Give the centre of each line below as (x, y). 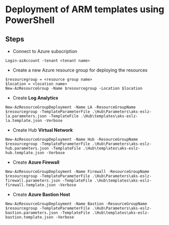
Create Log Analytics (35, 98)
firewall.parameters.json (33, 181)
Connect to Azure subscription (45, 51)
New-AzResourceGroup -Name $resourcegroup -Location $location (74, 88)
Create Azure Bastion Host (41, 194)
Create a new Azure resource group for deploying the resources (80, 70)
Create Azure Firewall (36, 162)
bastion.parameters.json (32, 213)
